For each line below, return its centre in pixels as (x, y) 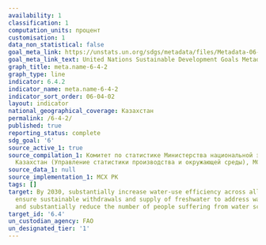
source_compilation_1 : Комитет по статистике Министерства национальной (131, 155)
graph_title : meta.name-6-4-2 (58, 67)
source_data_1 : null (42, 170)
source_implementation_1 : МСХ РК (63, 177)
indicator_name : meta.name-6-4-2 (63, 89)
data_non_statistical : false (56, 45)
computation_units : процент (55, 30)
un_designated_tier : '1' (49, 229)
